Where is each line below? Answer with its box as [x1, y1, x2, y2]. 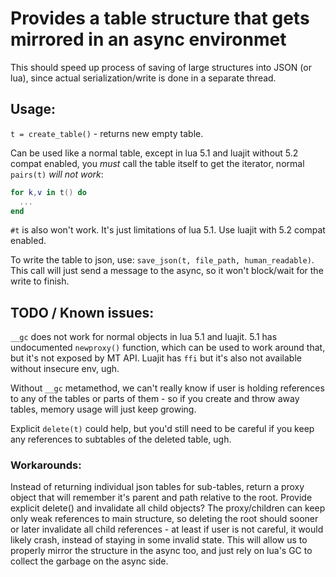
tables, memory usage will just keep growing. [10, 403, 197, 416]
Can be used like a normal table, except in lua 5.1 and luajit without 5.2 [10, 147, 299, 159]
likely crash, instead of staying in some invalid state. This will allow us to [10, 534, 308, 546]
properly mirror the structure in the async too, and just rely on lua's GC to [10, 545, 313, 557]
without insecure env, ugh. [10, 363, 120, 375]
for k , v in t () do [10, 187, 87, 197]
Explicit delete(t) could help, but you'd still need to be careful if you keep [10, 423, 315, 435]
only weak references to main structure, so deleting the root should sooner [10, 513, 319, 525]
